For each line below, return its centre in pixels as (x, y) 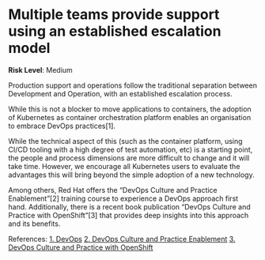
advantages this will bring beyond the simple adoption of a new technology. (131, 175)
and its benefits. (34, 224)
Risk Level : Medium (40, 70)
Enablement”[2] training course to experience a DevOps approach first (123, 198)
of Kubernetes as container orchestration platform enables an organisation (130, 117)
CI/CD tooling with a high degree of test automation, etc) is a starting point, (131, 149)
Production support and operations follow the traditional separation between (132, 85)
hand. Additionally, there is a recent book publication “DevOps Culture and (129, 206)
